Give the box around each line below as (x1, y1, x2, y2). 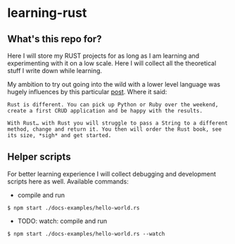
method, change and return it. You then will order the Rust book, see (7, 126, 222, 133)
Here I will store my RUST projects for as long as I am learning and (7, 51, 200, 60)
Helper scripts (7, 151, 72, 163)
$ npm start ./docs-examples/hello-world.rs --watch (7, 230, 165, 237)
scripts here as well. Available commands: (7, 177, 129, 186)
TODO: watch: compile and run (17, 217, 108, 225)
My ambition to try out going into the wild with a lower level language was (7, 80, 220, 89)
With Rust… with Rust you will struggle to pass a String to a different (7, 120, 229, 127)
